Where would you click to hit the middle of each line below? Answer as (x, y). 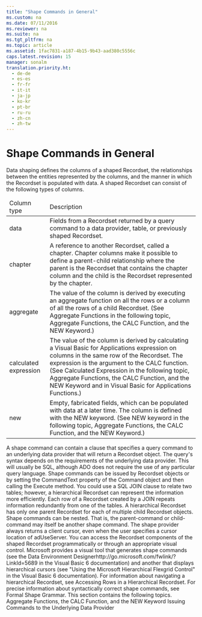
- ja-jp (21, 96)
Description (66, 207)
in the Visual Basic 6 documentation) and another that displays (116, 563)
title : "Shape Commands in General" (52, 12)
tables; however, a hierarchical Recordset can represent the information (95, 493)
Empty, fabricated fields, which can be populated (119, 403)
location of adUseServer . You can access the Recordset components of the (99, 538)
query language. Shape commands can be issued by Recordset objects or (98, 474)
